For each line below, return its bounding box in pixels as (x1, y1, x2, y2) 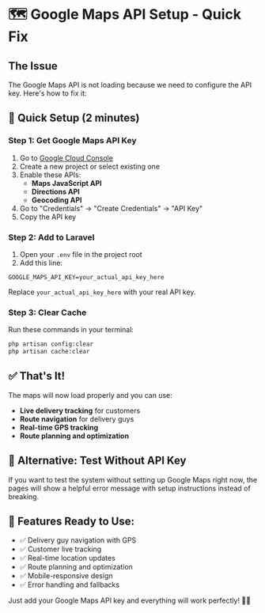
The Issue (8, 59, 58, 73)
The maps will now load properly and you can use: (8, 390, 172, 399)
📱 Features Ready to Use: (8, 515, 134, 528)
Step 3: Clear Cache (8, 307, 87, 318)
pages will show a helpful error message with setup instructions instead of (8, 483, 251, 493)
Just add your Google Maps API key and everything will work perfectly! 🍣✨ (8, 596, 252, 605)
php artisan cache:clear (8, 348, 90, 356)
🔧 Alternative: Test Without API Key (8, 454, 187, 467)
